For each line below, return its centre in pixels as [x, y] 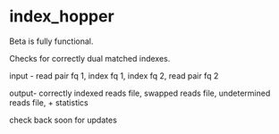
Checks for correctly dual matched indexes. [90, 58]
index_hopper [62, 17]
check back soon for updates [63, 120]
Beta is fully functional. [51, 41]
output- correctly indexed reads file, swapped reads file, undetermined [140, 93]
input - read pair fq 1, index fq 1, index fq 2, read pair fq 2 [114, 75]
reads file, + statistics [49, 102]
